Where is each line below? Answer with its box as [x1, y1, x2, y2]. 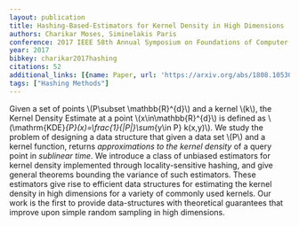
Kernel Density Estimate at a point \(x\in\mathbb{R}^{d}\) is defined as [9, 113, 267, 123]
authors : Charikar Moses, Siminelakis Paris [9, 29, 177, 38]
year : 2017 [9, 46, 50, 55]
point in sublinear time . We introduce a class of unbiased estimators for [9, 150, 271, 160]
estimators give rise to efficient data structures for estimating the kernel [9, 178, 272, 189]
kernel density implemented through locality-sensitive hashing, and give [9, 160, 274, 170]
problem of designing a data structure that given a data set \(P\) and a [9, 131, 266, 142]
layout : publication [9, 12, 86, 22]
